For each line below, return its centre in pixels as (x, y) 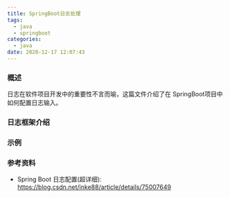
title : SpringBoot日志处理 (44, 13)
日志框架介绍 (29, 123)
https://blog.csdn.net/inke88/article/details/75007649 (94, 187)
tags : (15, 20)
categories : (24, 39)
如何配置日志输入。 (35, 103)
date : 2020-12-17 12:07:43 (46, 53)
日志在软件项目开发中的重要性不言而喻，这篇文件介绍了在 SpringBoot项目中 (115, 94)
